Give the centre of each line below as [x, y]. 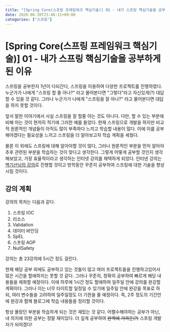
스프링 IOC [23, 213]
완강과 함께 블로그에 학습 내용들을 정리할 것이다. [58, 301]
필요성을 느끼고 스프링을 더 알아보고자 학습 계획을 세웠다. [83, 135]
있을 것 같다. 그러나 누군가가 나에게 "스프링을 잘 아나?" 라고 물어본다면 [85, 99]
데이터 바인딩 [26, 231]
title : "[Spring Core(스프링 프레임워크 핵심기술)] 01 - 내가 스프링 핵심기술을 [81, 10]
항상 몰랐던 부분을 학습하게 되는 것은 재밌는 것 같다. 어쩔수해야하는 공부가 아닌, [83, 312]
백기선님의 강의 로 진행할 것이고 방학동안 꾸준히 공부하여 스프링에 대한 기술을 [80, 165]
